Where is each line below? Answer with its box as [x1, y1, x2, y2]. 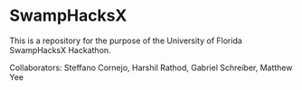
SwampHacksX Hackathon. [9, 44, 111, 55]
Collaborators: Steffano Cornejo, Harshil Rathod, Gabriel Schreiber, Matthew [9, 62, 293, 73]
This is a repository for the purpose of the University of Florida [9, 35, 242, 46]
